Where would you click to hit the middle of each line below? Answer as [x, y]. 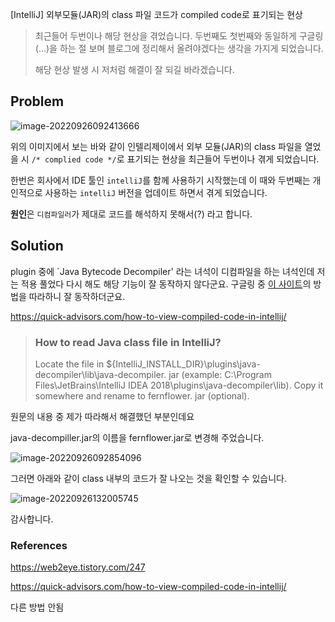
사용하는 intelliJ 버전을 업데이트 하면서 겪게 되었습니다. [156, 192]
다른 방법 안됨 [37, 607]
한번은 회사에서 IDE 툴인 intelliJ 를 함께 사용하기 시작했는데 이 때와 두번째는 [160, 180]
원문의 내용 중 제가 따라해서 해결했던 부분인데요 [102, 416]
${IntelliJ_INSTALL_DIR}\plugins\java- [183, 364]
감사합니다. [32, 519]
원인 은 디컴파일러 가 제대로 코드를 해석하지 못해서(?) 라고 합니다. [131, 214]
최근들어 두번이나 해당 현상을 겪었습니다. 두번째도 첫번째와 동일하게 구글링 [179, 36]
